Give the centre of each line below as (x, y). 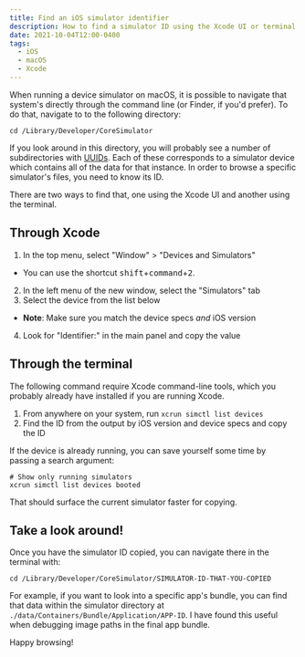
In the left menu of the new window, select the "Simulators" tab (141, 290)
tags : (20, 43)
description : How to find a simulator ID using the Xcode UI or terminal (153, 26)
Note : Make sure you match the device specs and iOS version (139, 318)
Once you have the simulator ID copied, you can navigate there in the (139, 552)
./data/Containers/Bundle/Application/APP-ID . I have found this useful (144, 615)
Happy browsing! (42, 642)
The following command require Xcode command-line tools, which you (143, 386)
